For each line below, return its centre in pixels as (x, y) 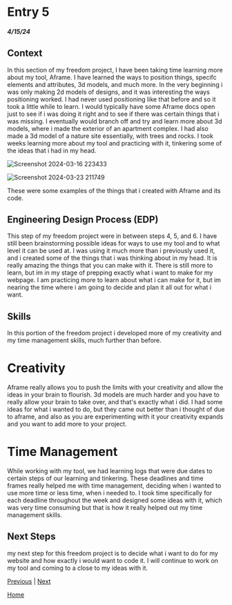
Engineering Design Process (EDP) (83, 219)
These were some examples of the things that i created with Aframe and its (114, 190)
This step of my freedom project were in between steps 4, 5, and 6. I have (112, 236)
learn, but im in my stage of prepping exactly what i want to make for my (110, 272)
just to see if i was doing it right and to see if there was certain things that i (113, 114)
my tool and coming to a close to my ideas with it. (78, 568)
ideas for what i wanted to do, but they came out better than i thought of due (116, 409)
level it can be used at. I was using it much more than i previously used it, (111, 251)
